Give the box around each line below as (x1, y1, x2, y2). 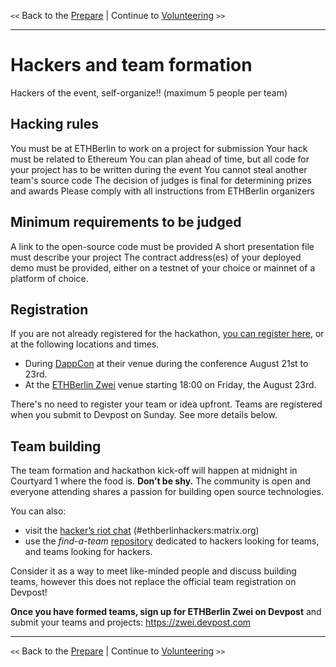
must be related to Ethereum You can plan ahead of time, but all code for (10, 153, 310, 165)
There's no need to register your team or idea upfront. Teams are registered (10, 398, 323, 410)
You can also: (10, 505, 67, 517)
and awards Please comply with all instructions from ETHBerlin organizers (10, 185, 315, 197)
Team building (10, 438, 102, 455)
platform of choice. (10, 272, 89, 284)
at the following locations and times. (10, 338, 160, 350)
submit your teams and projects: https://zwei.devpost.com (10, 616, 252, 629)
